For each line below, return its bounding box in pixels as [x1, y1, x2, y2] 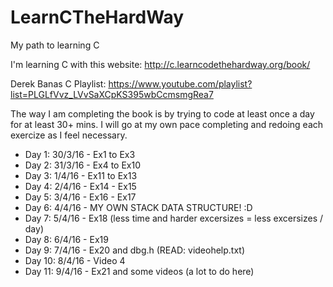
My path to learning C [10, 39, 100, 51]
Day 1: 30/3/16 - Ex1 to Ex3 [24, 148, 136, 160]
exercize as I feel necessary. [10, 129, 128, 141]
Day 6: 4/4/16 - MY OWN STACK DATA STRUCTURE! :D [24, 201, 253, 213]
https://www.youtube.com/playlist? [108, 77, 253, 90]
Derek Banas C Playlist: [10, 77, 107, 90]
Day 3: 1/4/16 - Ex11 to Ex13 [24, 169, 138, 181]
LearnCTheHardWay [10, 6, 185, 29]
